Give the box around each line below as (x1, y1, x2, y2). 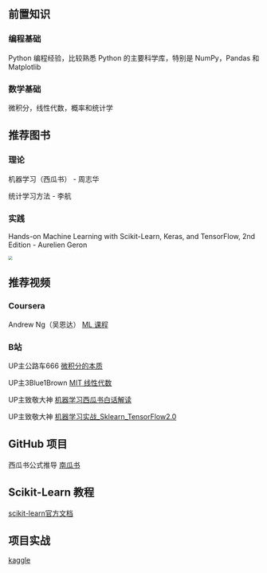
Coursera (8, 300, 45, 312)
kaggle (8, 555, 31, 565)
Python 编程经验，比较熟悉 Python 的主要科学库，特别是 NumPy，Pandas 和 (8, 53, 260, 62)
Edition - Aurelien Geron (8, 240, 88, 249)
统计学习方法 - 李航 (8, 190, 72, 201)
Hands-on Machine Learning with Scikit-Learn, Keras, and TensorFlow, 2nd (8, 231, 256, 241)
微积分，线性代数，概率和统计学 (8, 103, 113, 112)
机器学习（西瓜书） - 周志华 (8, 174, 100, 183)
